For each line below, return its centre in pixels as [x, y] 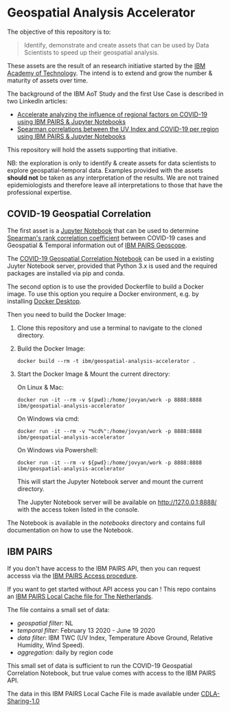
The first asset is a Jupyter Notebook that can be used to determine [103, 230]
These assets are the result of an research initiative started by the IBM [106, 65]
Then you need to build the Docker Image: [67, 314]
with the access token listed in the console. [78, 509]
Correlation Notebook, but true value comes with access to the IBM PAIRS [112, 673]
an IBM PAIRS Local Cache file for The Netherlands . [80, 596]
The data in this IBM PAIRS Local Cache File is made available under [103, 693]
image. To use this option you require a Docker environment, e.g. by [103, 293]
